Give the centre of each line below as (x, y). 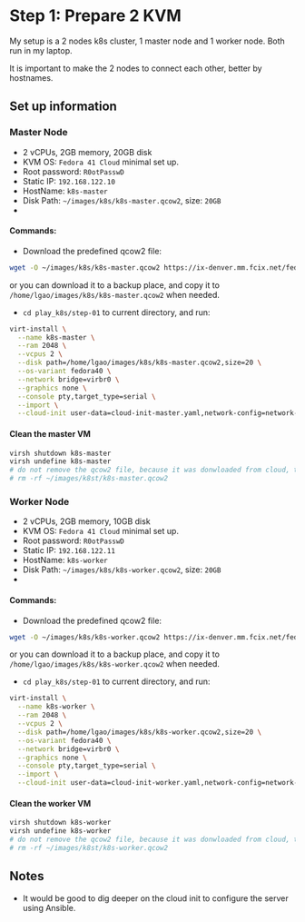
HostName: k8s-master (65, 191)
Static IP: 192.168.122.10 (69, 181)
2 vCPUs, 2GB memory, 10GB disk (87, 521)
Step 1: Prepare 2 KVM (95, 16)
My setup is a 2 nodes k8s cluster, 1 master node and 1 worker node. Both (148, 41)
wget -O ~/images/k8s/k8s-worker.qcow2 (85, 637)
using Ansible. (49, 907)
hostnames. (31, 77)
